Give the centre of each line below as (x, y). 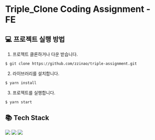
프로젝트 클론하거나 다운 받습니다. (45, 54)
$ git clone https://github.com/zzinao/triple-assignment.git (71, 64)
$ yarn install (21, 83)
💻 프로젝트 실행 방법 (35, 39)
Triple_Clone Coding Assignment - (78, 9)
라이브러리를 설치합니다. (36, 73)
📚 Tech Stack (27, 118)
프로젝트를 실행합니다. (34, 93)
